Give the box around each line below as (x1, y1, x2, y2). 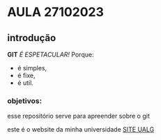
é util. (17, 79, 33, 87)
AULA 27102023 (7, 4, 105, 20)
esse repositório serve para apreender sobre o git (7, 112, 150, 120)
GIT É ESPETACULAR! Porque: (7, 50, 94, 59)
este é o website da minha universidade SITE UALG (7, 125, 155, 134)
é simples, (17, 64, 47, 72)
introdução (7, 32, 56, 44)
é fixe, (17, 71, 36, 79)
